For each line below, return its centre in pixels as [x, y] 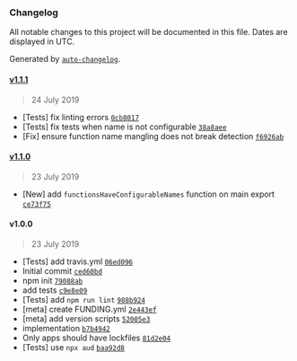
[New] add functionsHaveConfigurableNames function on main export [148, 194]
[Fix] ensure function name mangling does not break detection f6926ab [153, 136]
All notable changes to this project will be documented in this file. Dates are [149, 32]
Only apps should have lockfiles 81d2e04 [96, 338]
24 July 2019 [55, 100]
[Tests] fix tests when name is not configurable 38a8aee [124, 127]
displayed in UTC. [42, 41]
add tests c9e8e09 [55, 290]
